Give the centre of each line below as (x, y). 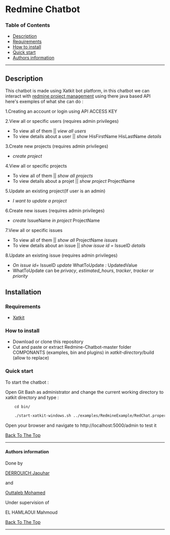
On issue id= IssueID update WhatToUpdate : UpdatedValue (75, 265)
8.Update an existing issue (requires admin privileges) (61, 255)
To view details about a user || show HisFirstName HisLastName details (87, 137)
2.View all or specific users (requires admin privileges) (62, 121)
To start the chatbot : (27, 382)
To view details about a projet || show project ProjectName (74, 181)
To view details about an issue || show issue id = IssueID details (79, 246)
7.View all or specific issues (34, 230)
